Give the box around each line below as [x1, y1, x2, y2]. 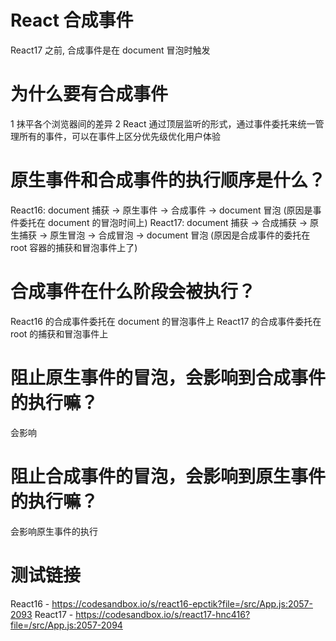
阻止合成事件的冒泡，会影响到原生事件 [10, 465, 327, 488]
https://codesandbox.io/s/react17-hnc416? [75, 608, 251, 620]
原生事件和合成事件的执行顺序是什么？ [10, 169, 327, 192]
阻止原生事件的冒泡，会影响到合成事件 [10, 366, 327, 389]
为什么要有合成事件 [10, 83, 169, 106]
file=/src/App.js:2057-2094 [10, 619, 123, 631]
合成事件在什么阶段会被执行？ [10, 281, 257, 303]
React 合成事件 [10, 9, 134, 32]
